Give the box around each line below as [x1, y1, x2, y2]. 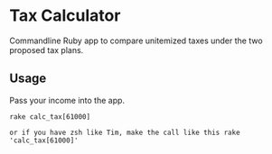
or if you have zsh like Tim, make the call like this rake [9, 128, 241, 137]
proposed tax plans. [9, 44, 84, 55]
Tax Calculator [9, 5, 121, 26]
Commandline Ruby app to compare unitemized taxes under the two [9, 35, 264, 46]
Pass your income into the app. [9, 95, 125, 105]
